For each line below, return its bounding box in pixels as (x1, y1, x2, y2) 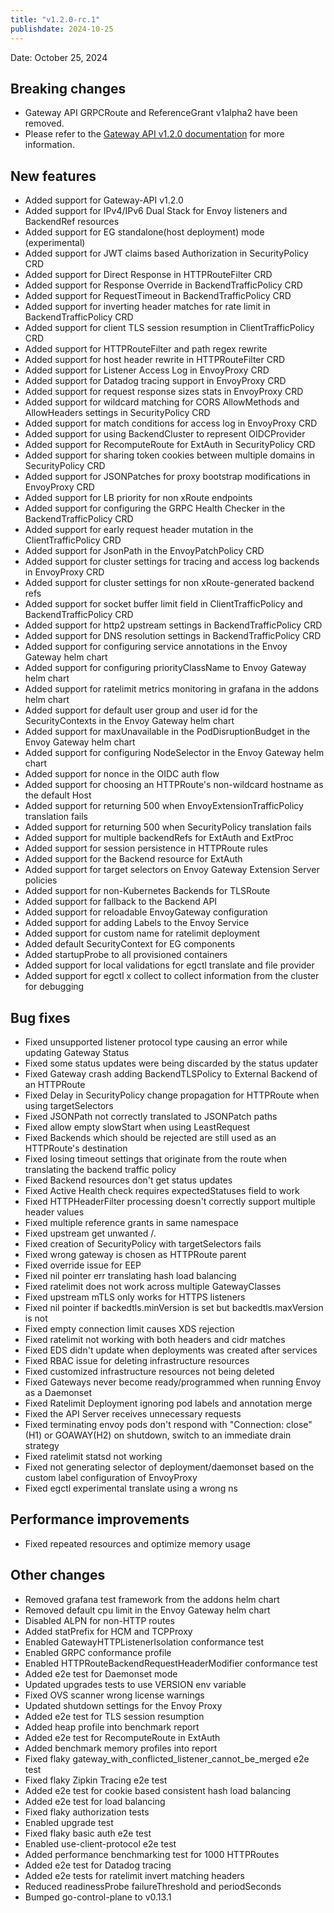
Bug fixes (10, 1009, 71, 1026)
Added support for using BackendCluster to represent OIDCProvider (24, 428, 306, 440)
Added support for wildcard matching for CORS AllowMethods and (24, 396, 300, 408)
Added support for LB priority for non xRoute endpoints (24, 492, 253, 504)
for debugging (24, 981, 85, 993)
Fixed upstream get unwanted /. (24, 1227, 157, 1239)
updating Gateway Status (24, 1046, 130, 1058)
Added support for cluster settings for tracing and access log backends (24, 556, 320, 568)
